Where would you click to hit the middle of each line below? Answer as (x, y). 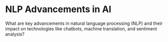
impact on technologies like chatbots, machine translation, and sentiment (81, 28)
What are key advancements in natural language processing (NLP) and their (84, 23)
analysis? (15, 34)
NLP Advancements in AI (58, 9)
